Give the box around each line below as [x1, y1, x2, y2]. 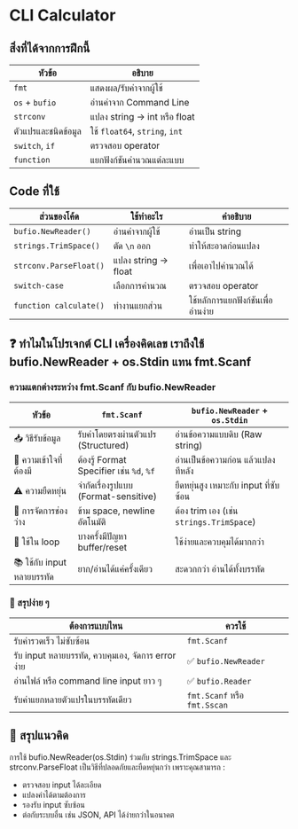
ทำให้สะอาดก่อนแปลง [188, 239, 260, 252]
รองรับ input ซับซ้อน [21, 799, 86, 809]
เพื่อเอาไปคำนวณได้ [188, 259, 255, 271]
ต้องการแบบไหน [69, 620, 123, 632]
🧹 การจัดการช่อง [13, 504, 68, 517]
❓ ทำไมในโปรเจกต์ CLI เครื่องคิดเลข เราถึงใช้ [9, 336, 205, 351]
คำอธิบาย [221, 210, 252, 223]
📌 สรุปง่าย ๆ [9, 597, 50, 609]
